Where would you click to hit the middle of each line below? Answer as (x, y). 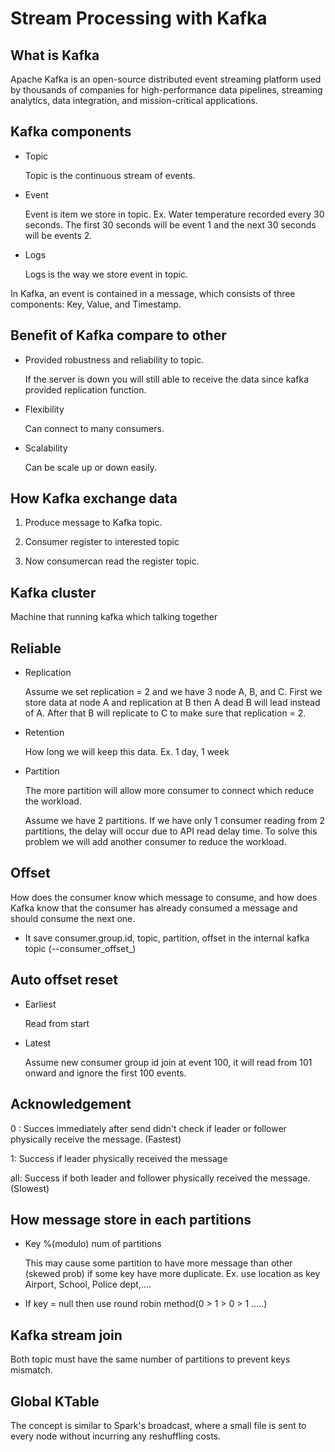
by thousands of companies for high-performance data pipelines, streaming (166, 90)
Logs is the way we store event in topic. (106, 274)
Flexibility (44, 409)
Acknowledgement (71, 1104)
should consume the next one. (73, 918)
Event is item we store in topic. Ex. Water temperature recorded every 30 (174, 214)
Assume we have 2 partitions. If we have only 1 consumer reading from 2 (174, 821)
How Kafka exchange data (94, 498)
